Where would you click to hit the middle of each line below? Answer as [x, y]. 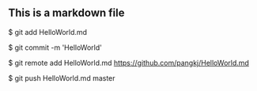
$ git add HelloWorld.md [48, 32]
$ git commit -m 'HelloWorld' [55, 47]
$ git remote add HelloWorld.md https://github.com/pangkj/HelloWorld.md [128, 63]
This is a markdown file [66, 13]
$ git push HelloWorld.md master [62, 78]
